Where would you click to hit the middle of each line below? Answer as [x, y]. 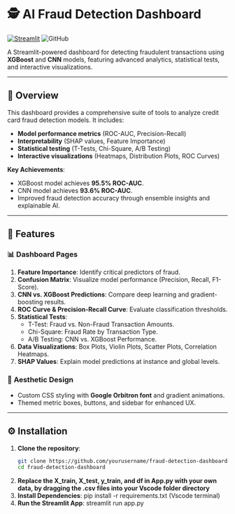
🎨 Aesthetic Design [40, 380]
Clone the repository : [49, 448]
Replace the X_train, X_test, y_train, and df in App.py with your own [117, 481]
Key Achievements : [36, 169]
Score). [28, 287]
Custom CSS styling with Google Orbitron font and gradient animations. [121, 395]
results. [55, 302]
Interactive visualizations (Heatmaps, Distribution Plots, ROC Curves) [119, 156]
